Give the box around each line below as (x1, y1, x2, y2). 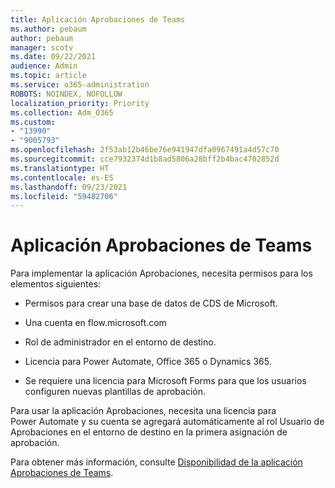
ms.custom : (10, 117, 56, 127)
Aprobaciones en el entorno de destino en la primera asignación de (10, 426, 288, 438)
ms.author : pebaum (10, 24, 87, 34)
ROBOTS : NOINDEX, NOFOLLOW (10, 89, 123, 99)
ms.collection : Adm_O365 (10, 107, 114, 118)
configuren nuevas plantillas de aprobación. (24, 386, 206, 398)
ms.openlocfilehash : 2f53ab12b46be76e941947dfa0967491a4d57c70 (10, 145, 280, 155)
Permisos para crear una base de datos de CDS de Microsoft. (24, 297, 278, 310)
